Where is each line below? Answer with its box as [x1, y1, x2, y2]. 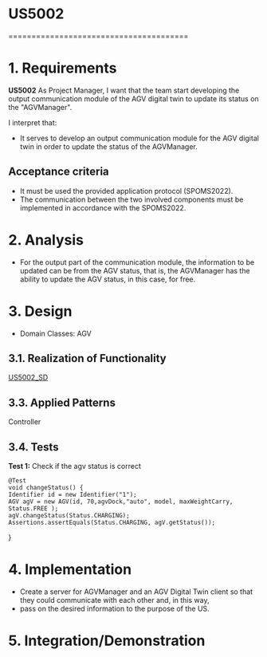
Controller [8, 417, 41, 427]
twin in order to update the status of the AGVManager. [19, 141, 198, 151]
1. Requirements [8, 59, 117, 77]
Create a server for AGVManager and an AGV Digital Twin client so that [19, 587, 253, 596]
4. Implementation [8, 561, 132, 579]
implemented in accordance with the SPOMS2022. [19, 203, 187, 212]
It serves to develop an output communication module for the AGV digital [19, 133, 259, 143]
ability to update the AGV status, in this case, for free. [19, 274, 196, 284]
